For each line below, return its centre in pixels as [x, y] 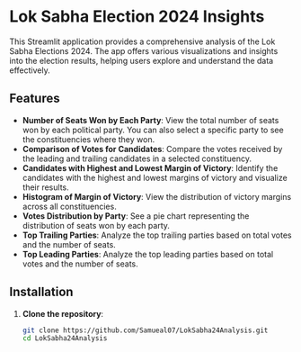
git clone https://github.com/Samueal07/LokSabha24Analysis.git [145, 330]
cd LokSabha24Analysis [65, 338]
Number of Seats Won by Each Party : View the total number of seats [150, 120]
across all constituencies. [69, 206]
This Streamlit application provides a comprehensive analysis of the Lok [142, 41]
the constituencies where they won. [89, 139]
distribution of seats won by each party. [96, 225]
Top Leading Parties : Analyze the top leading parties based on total [148, 254]
